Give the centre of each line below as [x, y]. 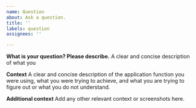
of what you [21, 63]
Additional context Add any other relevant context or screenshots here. [96, 99]
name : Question [25, 12]
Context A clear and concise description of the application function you [96, 74]
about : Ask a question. [36, 17]
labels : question [28, 28]
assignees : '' [24, 34]
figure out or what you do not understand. [58, 87]
